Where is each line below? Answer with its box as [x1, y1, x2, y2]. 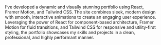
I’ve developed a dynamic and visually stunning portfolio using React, [5, 4, 144, 10]
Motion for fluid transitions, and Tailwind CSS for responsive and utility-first [5, 24, 156, 30]
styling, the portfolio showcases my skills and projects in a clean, [5, 30, 135, 35]
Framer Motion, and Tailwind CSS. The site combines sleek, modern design [5, 9, 156, 15]
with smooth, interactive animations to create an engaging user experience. [5, 14, 157, 20]
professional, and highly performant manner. [5, 34, 94, 40]
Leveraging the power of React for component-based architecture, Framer [5, 19, 154, 25]
